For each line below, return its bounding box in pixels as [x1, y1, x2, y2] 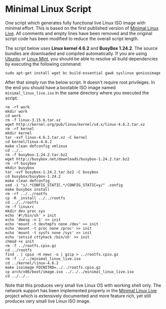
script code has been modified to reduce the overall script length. [5, 36, 139, 42]
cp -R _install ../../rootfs [5, 196, 65, 201]
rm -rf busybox [5, 161, 37, 166]
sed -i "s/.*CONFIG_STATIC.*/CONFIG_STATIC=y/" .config [5, 182, 123, 188]
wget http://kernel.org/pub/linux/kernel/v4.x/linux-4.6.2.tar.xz [5, 122, 145, 127]
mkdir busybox [5, 165, 35, 170]
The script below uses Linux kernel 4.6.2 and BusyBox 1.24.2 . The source [5, 45, 158, 51]
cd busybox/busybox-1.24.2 [5, 174, 61, 179]
